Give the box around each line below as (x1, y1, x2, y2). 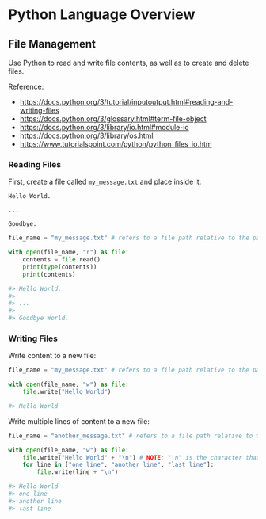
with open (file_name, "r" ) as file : (8, 248, 129, 257)
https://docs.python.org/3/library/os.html (19, 131, 154, 140)
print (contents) (22, 270, 77, 278)
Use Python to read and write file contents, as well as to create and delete (8, 58, 249, 67)
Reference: (8, 82, 44, 91)
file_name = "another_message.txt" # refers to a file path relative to (8, 432, 253, 440)
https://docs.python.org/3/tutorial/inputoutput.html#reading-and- (19, 97, 234, 106)
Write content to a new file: (8, 351, 97, 361)
